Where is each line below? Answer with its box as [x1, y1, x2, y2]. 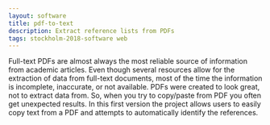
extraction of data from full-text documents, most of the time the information [8, 73, 263, 83]
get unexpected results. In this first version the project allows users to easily [8, 99, 262, 109]
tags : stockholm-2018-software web [8, 34, 128, 43]
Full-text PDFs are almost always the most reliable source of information [8, 56, 248, 66]
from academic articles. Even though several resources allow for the [8, 65, 235, 75]
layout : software [8, 11, 67, 20]
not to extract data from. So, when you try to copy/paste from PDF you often [8, 90, 262, 101]
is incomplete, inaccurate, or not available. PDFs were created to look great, [8, 82, 260, 92]
